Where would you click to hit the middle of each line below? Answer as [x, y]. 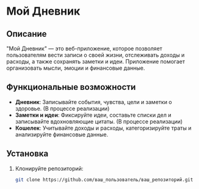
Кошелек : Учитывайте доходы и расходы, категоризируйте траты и [103, 128]
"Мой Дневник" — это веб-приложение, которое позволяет [85, 48]
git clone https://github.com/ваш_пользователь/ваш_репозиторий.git [104, 180]
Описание [27, 34]
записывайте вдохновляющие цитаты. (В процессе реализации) [99, 121]
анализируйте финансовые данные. [62, 134]
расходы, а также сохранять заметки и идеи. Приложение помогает [96, 61]
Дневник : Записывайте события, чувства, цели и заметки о [93, 102]
